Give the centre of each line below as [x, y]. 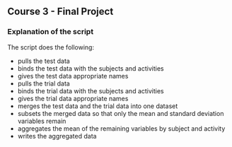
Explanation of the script [51, 32]
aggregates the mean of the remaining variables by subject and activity [121, 128]
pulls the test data [44, 61]
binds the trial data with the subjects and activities [91, 90]
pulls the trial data [44, 83]
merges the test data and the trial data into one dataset [98, 106]
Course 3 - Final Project [60, 12]
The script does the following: [51, 47]
